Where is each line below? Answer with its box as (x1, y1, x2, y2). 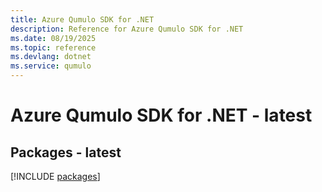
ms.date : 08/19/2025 (10, 33, 97, 43)
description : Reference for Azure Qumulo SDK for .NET (10, 24, 244, 34)
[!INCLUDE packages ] (10, 171, 101, 182)
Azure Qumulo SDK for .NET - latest (10, 104, 313, 127)
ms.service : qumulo (10, 61, 92, 71)
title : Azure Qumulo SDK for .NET (10, 14, 155, 25)
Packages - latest (10, 144, 122, 161)
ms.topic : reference (10, 42, 97, 53)
